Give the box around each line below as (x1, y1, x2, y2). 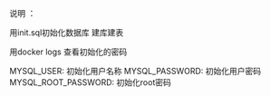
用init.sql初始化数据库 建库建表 (9, 27, 124, 38)
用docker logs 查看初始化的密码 (9, 46, 128, 57)
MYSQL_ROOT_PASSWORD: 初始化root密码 (9, 77, 172, 88)
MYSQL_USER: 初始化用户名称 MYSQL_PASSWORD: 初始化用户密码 (9, 66, 262, 76)
